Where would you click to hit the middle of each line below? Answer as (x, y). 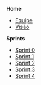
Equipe (24, 20)
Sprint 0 (25, 50)
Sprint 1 (24, 56)
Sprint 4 (25, 76)
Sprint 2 (25, 63)
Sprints (16, 38)
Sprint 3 (25, 69)
